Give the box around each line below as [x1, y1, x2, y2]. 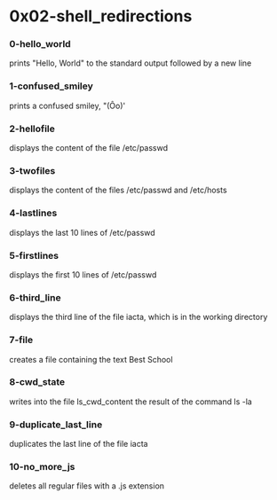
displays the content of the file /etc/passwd [9, 143, 169, 153]
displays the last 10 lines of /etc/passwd [9, 227, 155, 238]
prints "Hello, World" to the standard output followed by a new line [9, 58, 252, 68]
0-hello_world [9, 38, 71, 51]
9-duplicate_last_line [9, 418, 103, 431]
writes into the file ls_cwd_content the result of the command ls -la [9, 396, 253, 407]
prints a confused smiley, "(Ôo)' [9, 100, 126, 111]
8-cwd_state [9, 376, 66, 388]
